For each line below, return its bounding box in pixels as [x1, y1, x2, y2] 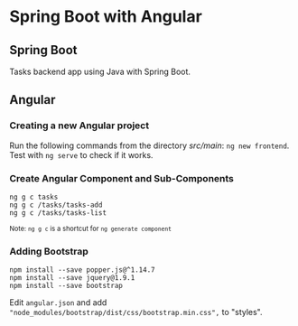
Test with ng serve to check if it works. [9, 149, 154, 160]
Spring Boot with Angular [9, 6, 203, 27]
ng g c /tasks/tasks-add [9, 200, 103, 210]
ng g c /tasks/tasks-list [9, 208, 107, 218]
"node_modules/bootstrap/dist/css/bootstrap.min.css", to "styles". [9, 307, 264, 318]
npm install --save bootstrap [9, 282, 124, 291]
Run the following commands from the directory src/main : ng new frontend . [9, 140, 290, 151]
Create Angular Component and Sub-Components [9, 172, 235, 184]
